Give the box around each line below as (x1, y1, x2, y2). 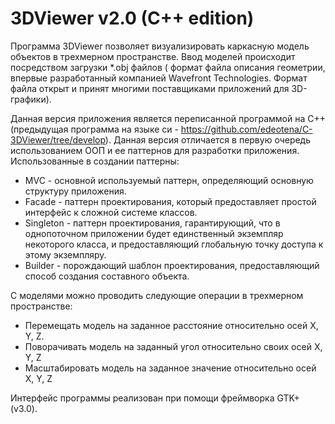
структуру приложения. (24, 185, 127, 197)
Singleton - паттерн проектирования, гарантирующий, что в (24, 217, 281, 229)
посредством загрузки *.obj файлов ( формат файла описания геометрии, (10, 61, 326, 73)
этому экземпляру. (24, 248, 107, 261)
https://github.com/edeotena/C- (180, 123, 313, 135)
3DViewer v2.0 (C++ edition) (10, 7, 255, 30)
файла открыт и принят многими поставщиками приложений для (10, 82, 290, 94)
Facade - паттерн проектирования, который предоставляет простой (24, 195, 317, 207)
